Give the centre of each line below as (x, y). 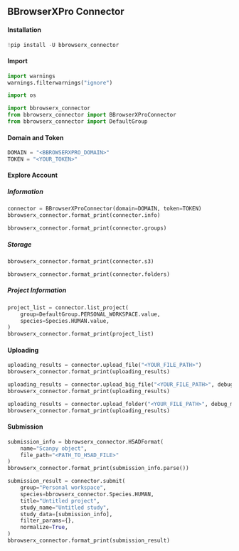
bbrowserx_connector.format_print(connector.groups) (87, 228)
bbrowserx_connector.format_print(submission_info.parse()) (99, 469)
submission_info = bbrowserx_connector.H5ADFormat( (85, 442)
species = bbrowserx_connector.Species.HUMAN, (87, 494)
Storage (20, 244)
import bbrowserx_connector (49, 108)
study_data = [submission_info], (67, 514)
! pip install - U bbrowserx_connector (63, 45)
